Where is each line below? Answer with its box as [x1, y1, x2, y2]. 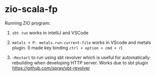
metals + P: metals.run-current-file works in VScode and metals [12, 39, 151, 45]
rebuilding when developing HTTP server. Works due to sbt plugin [12, 59, 148, 65]
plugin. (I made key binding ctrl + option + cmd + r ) [12, 44, 123, 50]
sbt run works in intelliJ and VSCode [12, 29, 89, 35]
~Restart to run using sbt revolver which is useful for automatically [12, 54, 150, 60]
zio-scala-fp [5, 3, 58, 15]
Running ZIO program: [5, 20, 51, 26]
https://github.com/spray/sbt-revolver [12, 65, 90, 71]
